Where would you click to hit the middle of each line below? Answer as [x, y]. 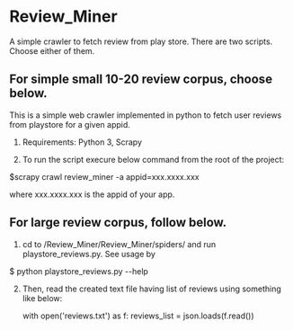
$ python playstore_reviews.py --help [79, 271]
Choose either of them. [52, 50]
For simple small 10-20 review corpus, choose [141, 80]
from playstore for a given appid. [70, 124]
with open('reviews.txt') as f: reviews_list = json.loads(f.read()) [138, 316]
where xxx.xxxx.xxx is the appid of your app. [92, 194]
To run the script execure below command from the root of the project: [153, 159]
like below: [42, 298]
